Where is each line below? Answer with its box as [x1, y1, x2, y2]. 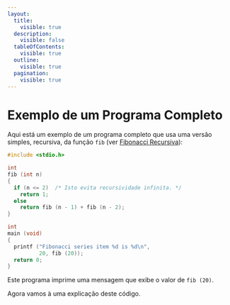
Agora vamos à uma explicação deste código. [7, 289, 141, 298]
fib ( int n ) [7, 171, 42, 178]
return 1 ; [20, 191, 50, 198]
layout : [7, 10, 30, 18]
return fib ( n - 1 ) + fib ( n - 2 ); [20, 204, 125, 211]
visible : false [20, 37, 65, 44]
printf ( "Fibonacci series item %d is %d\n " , [13, 243, 151, 250]
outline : [13, 57, 40, 64]
